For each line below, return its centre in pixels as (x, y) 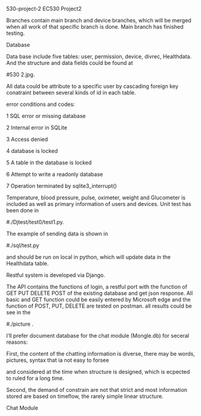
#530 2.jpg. (20, 74)
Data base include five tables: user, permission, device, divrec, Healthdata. (99, 56)
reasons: (17, 342)
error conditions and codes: (41, 104)
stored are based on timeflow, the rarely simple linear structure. (85, 396)
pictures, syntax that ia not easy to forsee (58, 360)
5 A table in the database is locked (49, 163)
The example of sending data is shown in (57, 234)
